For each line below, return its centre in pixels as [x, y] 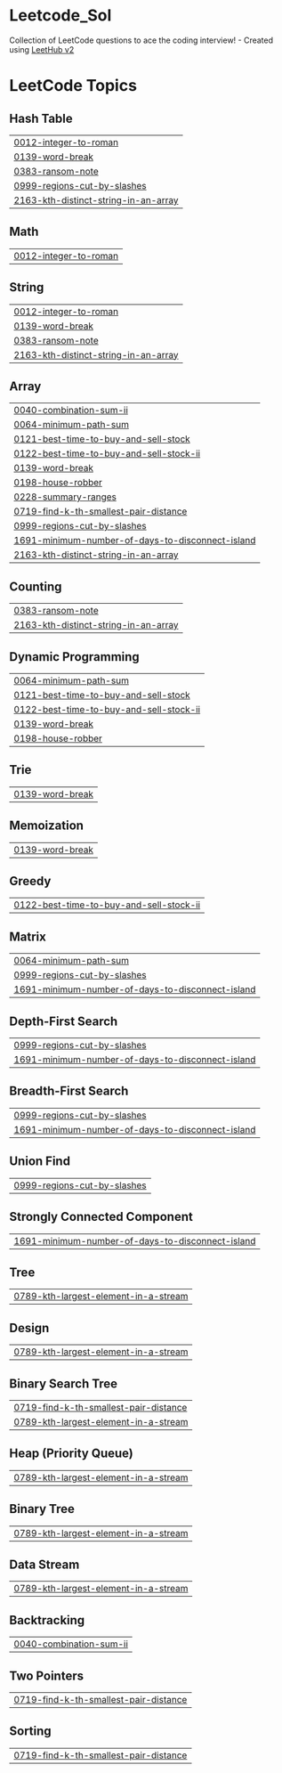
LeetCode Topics [73, 86]
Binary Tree [42, 1509]
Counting [36, 586]
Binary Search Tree [64, 1383]
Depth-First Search [64, 1021]
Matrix [28, 936]
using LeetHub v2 [42, 49]
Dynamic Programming [74, 657]
